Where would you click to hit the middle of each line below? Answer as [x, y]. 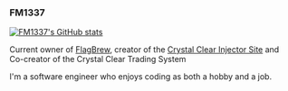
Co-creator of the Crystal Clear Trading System [98, 59]
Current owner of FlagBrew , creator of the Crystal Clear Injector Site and [144, 50]
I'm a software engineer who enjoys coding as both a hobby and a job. [141, 77]
